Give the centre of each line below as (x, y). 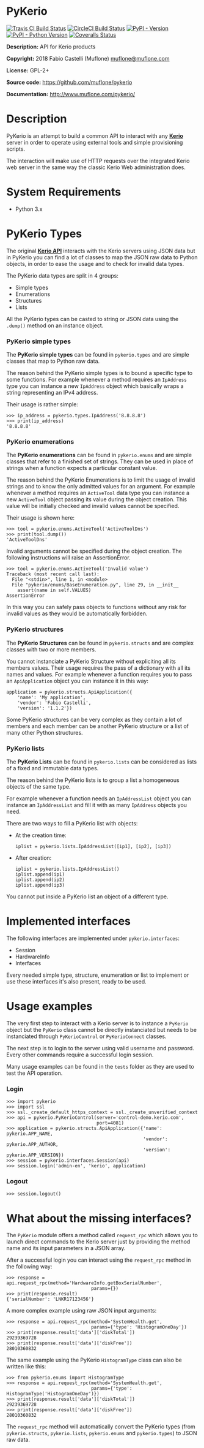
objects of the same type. (38, 786)
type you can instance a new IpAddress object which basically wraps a (95, 386)
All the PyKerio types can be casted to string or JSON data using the (93, 319)
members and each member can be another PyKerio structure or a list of (98, 726)
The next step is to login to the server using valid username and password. (100, 1048)
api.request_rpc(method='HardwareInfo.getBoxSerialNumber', (85, 1283)
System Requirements (64, 192)
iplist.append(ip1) (40, 874)
